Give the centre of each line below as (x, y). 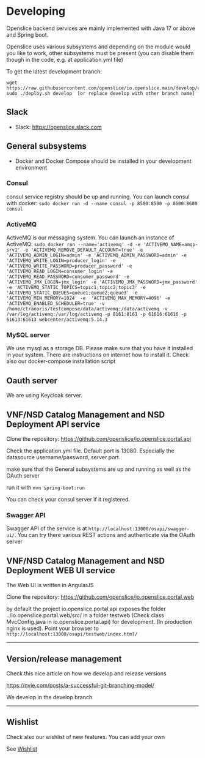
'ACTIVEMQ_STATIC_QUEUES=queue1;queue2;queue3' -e (72, 293)
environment (31, 167)
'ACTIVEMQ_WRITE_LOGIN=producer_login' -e (61, 261)
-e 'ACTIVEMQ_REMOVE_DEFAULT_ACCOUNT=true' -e (83, 250)
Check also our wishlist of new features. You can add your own (86, 737)
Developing (36, 11)
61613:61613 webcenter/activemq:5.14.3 (57, 320)
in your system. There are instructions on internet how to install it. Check (98, 355)
